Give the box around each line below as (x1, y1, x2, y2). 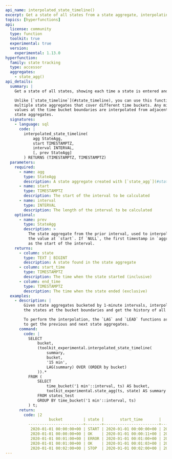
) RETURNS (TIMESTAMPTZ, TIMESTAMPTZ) (24, 155, 106, 161)
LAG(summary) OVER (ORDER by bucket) (46, 365, 127, 370)
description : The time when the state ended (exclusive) (24, 288, 147, 294)
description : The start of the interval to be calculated (24, 193, 150, 198)
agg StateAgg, (32, 136, 63, 141)
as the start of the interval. (28, 241, 95, 246)
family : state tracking (10, 60, 60, 65)
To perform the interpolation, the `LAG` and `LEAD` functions (24, 317, 161, 322)
